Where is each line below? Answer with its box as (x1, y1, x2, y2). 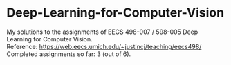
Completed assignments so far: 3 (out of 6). (6, 50, 131, 58)
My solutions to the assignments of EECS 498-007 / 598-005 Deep (6, 28, 198, 36)
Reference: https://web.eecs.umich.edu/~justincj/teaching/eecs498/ (6, 42, 202, 50)
